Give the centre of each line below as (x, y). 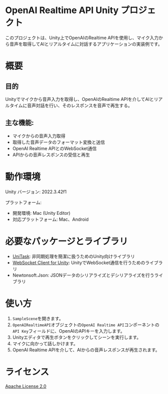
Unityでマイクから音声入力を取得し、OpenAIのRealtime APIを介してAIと (79, 99)
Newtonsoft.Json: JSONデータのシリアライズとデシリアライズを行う (83, 275)
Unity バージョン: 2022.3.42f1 (36, 192)
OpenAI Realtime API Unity (62, 10)
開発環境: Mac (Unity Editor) (41, 213)
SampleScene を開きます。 (38, 318)
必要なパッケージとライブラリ (67, 241)
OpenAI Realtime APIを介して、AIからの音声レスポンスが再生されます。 (86, 350)
